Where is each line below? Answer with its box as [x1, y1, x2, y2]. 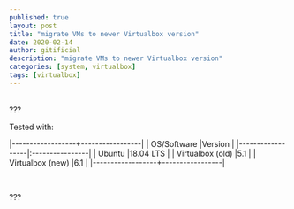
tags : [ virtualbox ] [9, 71, 81, 80]
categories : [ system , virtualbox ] [9, 63, 137, 72]
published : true [9, 12, 69, 22]
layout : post [9, 21, 57, 30]
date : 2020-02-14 [9, 37, 73, 47]
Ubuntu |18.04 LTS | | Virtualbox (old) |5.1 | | [98, 148, 256, 159]
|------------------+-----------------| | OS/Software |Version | [9, 138, 235, 149]
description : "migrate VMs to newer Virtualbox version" [9, 54, 223, 63]
